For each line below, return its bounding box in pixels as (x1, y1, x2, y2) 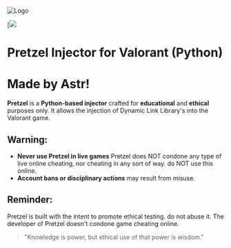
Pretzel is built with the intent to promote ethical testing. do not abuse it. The (7, 212, 224, 220)
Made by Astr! (7, 76, 90, 92)
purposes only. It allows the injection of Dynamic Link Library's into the (7, 107, 209, 115)
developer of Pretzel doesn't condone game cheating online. (7, 219, 179, 227)
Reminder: (7, 194, 53, 206)
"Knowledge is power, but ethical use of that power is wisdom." (23, 233, 205, 241)
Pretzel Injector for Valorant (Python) (7, 45, 223, 61)
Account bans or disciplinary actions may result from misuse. (17, 174, 195, 182)
